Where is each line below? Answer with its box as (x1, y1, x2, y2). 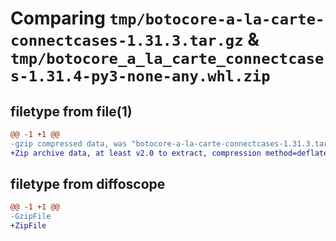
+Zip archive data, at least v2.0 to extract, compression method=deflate (10, 148, 329, 158)
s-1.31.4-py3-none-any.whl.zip (10, 67, 271, 86)
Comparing (10, 7, 106, 30)
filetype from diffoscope (10, 176, 166, 193)
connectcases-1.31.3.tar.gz (10, 32, 244, 51)
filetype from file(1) (10, 103, 133, 120)
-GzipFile (10, 212, 52, 222)
